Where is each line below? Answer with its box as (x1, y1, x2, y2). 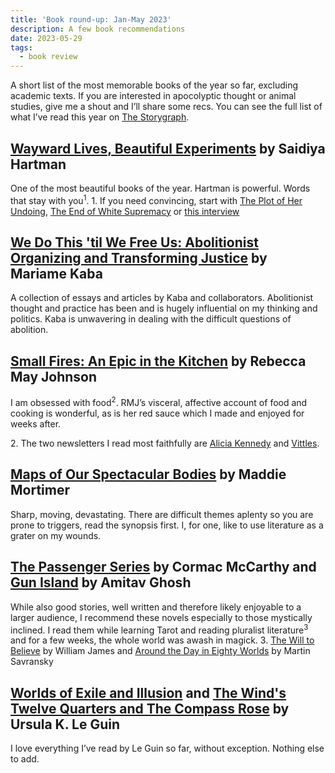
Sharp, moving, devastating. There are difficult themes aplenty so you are (10, 508, 314, 520)
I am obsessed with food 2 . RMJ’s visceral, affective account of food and (10, 395, 308, 408)
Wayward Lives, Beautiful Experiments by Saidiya (10, 140, 326, 157)
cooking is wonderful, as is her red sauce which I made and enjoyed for (10, 407, 305, 419)
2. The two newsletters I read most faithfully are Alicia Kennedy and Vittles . (10, 437, 320, 449)
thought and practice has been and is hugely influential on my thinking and (10, 302, 318, 315)
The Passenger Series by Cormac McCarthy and (10, 559, 317, 576)
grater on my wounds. (10, 529, 102, 541)
